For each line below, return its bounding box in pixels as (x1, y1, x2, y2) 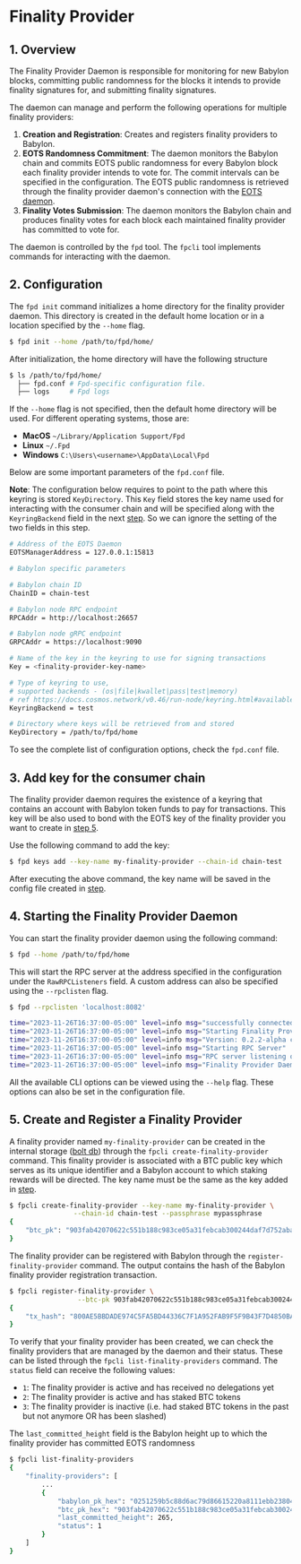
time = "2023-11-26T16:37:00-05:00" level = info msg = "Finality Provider (9, 1060, 275, 1069)
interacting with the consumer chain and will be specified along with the (9, 504, 275, 514)
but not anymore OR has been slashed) (21, 1411, 168, 1421)
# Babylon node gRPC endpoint (9, 629, 123, 638)
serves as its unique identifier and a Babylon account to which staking (9, 1164, 268, 1175)
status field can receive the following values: (9, 1365, 176, 1376)
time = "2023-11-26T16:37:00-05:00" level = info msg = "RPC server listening (9, 1051, 287, 1061)
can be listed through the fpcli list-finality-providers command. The (9, 1355, 279, 1366)
